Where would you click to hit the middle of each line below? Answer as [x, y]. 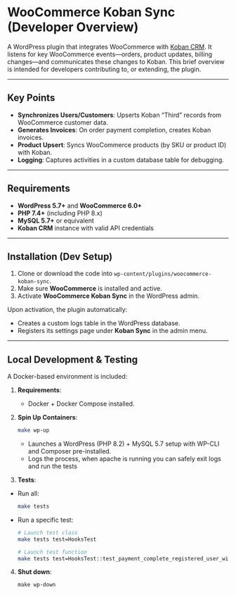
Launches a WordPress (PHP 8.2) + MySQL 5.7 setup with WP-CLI [124, 444]
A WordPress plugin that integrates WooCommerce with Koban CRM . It [110, 46]
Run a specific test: [45, 520]
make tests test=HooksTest [57, 539]
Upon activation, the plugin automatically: [67, 310]
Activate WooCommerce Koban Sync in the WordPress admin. [109, 296]
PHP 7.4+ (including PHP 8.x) [60, 213]
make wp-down [37, 585]
